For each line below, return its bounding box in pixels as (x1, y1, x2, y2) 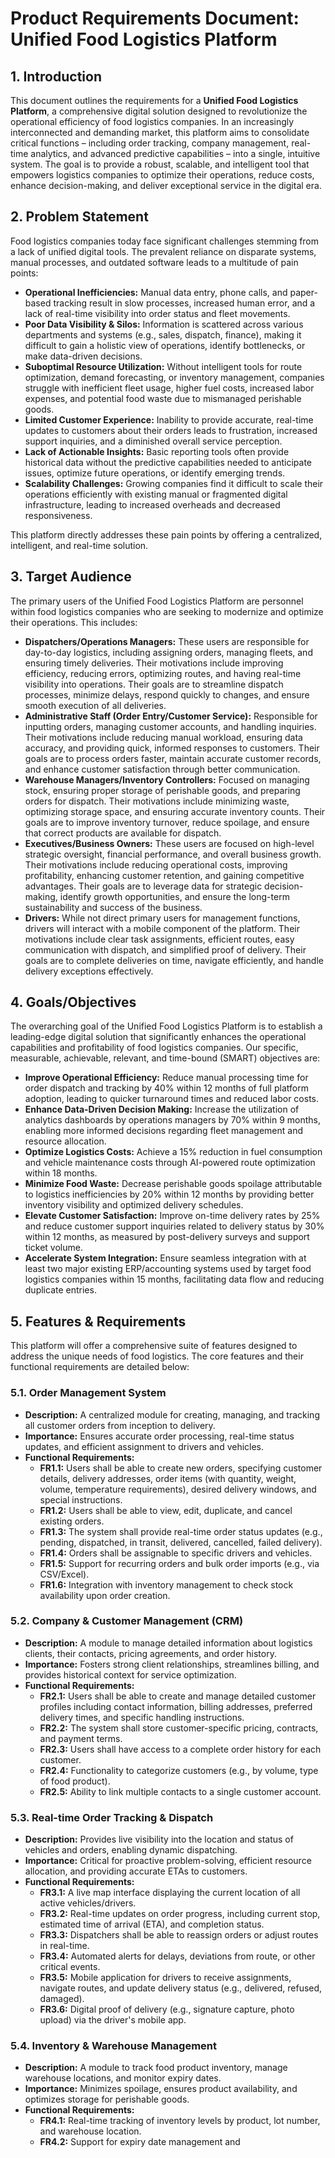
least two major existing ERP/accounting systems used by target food (24, 1263, 312, 1275)
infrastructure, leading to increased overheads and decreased (24, 498, 281, 511)
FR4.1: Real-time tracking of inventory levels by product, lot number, (39, 2115, 321, 2127)
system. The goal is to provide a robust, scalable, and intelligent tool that (10, 158, 310, 170)
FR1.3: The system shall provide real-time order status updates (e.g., (39, 1525, 323, 1537)
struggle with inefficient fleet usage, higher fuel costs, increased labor (24, 382, 315, 394)
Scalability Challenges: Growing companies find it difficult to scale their (24, 477, 324, 489)
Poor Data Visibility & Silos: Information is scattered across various (24, 318, 304, 330)
